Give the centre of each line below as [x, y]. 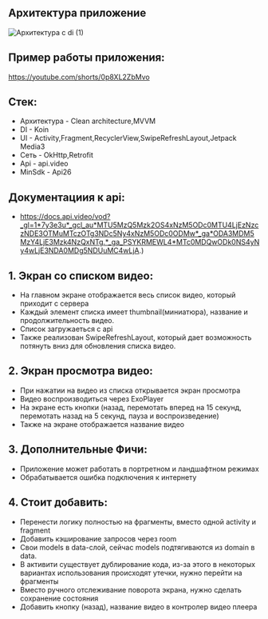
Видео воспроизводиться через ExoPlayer [92, 398]
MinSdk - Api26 [45, 172]
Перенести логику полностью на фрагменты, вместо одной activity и [138, 521]
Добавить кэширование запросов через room [98, 538]
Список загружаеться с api [66, 329]
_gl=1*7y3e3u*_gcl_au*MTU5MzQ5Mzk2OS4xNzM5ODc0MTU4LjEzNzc [139, 225]
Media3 [32, 146]
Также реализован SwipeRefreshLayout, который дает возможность [136, 337]
